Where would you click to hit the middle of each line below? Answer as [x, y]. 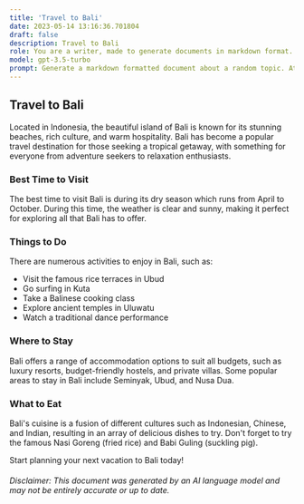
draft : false [34, 34]
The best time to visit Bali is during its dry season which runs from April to [147, 199]
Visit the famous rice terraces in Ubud [93, 279]
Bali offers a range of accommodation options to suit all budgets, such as [146, 361]
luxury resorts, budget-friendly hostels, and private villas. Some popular [143, 370]
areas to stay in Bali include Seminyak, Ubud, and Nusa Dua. [122, 380]
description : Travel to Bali [64, 43]
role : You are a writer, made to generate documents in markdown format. [152, 52]
